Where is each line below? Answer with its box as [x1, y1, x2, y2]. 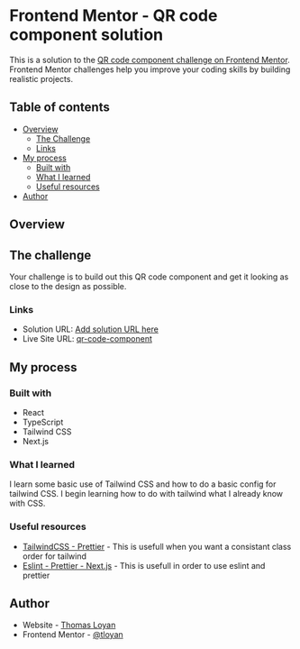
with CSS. [9, 498, 46, 509]
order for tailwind [22, 551, 87, 562]
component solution [9, 24, 164, 45]
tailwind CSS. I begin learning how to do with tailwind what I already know [9, 489, 284, 499]
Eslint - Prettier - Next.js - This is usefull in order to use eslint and [22, 560, 266, 571]
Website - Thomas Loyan [22, 619, 116, 631]
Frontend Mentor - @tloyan [22, 629, 123, 640]
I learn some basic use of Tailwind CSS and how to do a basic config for [9, 479, 277, 489]
